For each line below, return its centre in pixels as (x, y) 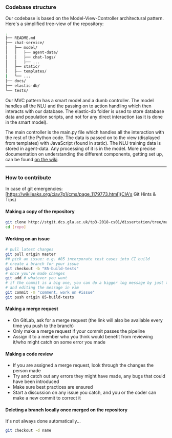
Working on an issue (28, 239)
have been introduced (36, 382)
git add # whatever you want (36, 278)
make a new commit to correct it (47, 398)
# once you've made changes (35, 273)
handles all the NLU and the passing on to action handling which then (79, 106)
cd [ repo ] (16, 227)
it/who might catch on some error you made (59, 342)
